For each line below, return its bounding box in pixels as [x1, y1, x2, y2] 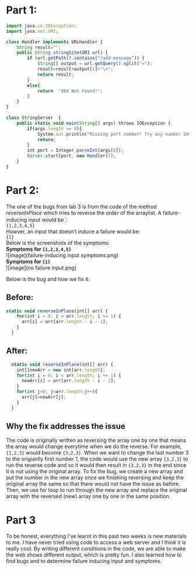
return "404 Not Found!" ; [37, 88, 103, 94]
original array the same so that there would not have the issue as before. [6, 480, 180, 487]
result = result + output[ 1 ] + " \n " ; [37, 66, 114, 72]
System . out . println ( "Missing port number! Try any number [37, 131, 181, 137]
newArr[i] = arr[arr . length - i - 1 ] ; [21, 378, 116, 384]
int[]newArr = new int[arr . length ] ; [16, 367, 106, 373]
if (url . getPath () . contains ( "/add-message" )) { [27, 55, 145, 62]
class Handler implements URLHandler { [6, 39, 103, 45]
